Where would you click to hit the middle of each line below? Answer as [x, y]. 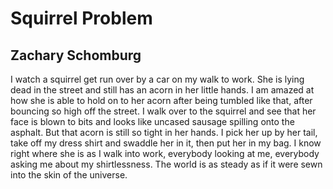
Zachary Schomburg [76, 55]
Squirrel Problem [81, 18]
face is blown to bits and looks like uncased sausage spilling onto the [152, 121]
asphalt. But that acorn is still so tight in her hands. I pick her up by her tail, [164, 132]
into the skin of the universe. [69, 175]
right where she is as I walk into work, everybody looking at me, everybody [165, 153]
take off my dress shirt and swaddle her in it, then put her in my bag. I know [166, 143]
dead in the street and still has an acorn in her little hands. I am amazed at [162, 90]
